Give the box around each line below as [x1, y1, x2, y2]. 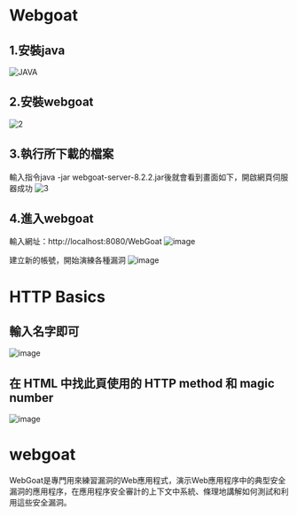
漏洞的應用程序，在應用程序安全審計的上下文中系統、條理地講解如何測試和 [9, 486, 281, 497]
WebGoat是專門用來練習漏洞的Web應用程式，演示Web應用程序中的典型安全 [9, 475, 286, 486]
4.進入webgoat [9, 212, 95, 227]
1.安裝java [9, 42, 66, 58]
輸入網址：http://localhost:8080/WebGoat [9, 236, 162, 247]
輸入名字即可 [9, 324, 80, 339]
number [9, 390, 54, 405]
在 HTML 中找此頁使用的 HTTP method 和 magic [9, 375, 275, 390]
